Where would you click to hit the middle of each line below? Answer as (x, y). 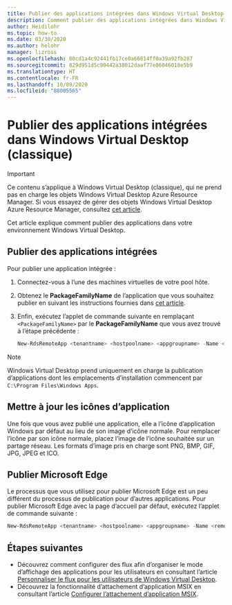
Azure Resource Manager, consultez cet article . (75, 209)
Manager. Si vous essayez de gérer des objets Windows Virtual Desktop (109, 202)
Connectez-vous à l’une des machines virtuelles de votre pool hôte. (113, 282)
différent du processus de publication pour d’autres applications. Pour (107, 499)
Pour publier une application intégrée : (61, 268)
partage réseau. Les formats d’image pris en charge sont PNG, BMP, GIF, (111, 446)
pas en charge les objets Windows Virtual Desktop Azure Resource (103, 195)
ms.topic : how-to (32, 33)
